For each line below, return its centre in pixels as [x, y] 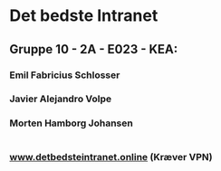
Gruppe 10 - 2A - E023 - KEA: [94, 49]
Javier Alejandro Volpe [61, 99]
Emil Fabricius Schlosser [65, 75]
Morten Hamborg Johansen [71, 123]
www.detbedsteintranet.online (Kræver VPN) [111, 157]
